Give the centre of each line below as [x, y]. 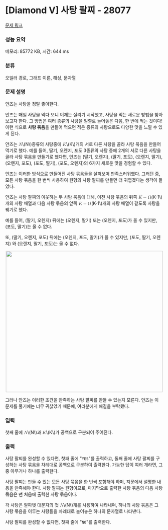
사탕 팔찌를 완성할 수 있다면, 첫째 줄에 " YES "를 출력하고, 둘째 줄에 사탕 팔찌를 [80, 459]
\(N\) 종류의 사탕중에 [42, 144]
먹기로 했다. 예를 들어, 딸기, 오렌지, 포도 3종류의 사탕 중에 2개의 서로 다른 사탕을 [83, 150]
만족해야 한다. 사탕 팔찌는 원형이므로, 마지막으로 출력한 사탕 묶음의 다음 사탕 [89, 488]
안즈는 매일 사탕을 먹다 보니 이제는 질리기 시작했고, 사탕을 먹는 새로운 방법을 [79, 114]
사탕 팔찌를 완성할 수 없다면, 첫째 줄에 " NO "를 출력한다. [58, 522]
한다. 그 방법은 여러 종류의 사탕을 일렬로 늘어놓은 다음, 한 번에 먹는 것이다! [91, 121]
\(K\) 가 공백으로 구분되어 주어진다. [79, 432]
